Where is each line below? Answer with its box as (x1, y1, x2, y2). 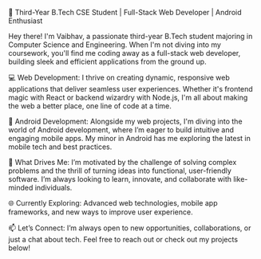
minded (8, 183, 34, 192)
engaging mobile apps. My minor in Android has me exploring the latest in (8, 134, 251, 143)
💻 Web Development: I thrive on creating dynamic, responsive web (8, 73, 230, 82)
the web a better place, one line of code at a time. (8, 101, 172, 111)
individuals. (34, 183, 73, 192)
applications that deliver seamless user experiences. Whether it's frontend (8, 84, 253, 93)
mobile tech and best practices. (8, 142, 113, 151)
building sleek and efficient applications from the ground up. (8, 57, 207, 66)
